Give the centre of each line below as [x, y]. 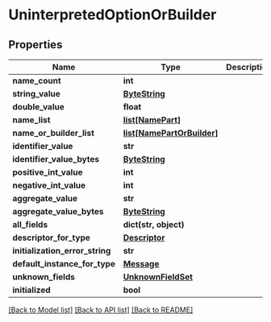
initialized [31, 290]
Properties [35, 45]
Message [141, 264]
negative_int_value [49, 185]
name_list [31, 120]
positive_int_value [48, 172]
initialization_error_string [62, 251]
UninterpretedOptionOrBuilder [113, 15]
